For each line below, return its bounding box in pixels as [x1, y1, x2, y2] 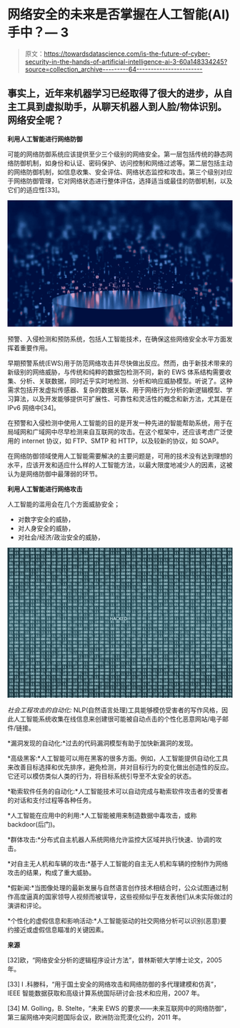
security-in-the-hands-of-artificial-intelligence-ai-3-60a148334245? [24, 57, 228, 66]
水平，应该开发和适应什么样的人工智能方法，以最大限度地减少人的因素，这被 [7, 461, 233, 469]
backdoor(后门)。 [7, 819, 59, 829]
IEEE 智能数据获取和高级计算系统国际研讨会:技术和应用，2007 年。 [7, 989, 204, 997]
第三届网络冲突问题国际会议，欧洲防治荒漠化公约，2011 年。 [7, 1012, 185, 1022]
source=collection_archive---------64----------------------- [24, 65, 203, 74]
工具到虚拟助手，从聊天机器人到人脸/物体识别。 [16, 101, 227, 113]
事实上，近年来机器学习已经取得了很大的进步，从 [7, 87, 224, 100]
